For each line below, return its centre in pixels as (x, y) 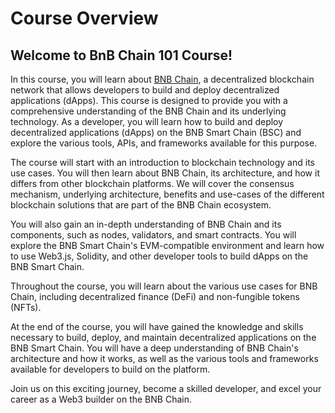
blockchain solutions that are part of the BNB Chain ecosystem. (141, 205)
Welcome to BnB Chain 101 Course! (121, 55)
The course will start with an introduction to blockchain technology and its (162, 162)
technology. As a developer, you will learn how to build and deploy (147, 121)
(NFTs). (26, 307)
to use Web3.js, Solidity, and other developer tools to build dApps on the (159, 256)
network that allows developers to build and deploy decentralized (145, 90)
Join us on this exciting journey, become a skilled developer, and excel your (166, 388)
